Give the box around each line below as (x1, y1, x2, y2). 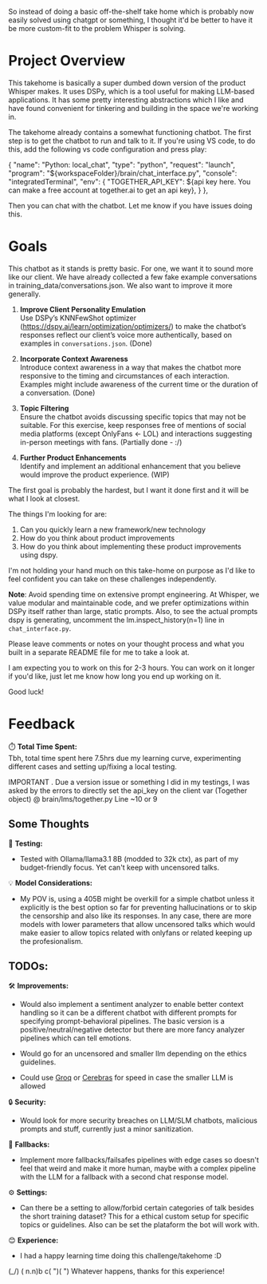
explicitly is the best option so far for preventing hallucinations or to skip (19, 902, 257, 912)
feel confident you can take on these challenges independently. (8, 574, 217, 584)
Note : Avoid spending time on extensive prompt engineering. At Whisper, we (8, 589, 260, 599)
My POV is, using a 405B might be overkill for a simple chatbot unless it (19, 894, 255, 903)
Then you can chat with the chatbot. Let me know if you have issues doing (8, 200, 253, 210)
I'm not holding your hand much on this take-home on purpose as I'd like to (8, 565, 255, 575)
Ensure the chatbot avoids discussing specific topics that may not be (19, 411, 247, 422)
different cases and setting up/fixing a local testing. (8, 762, 177, 771)
